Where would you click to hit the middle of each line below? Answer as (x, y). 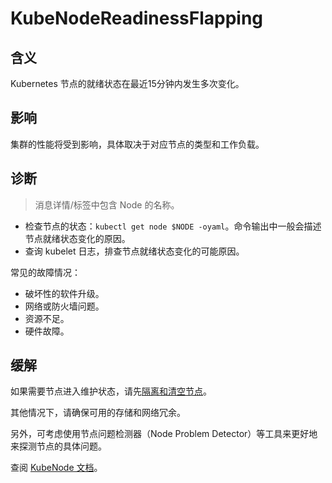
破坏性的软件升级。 (64, 293)
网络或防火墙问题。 (64, 306)
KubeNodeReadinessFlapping (137, 18)
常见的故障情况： (45, 272)
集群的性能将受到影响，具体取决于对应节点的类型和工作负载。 (137, 144)
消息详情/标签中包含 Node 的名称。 (107, 204)
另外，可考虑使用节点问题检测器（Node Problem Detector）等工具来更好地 (164, 434)
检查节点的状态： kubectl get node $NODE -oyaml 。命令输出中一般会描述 (173, 226)
